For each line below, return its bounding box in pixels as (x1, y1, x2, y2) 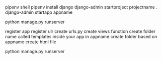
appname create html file (5, 39, 56, 45)
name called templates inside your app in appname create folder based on (5, 34, 158, 39)
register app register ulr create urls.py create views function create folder (5, 29, 156, 34)
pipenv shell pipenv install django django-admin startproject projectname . (5, 4, 158, 10)
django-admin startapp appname (5, 9, 73, 15)
